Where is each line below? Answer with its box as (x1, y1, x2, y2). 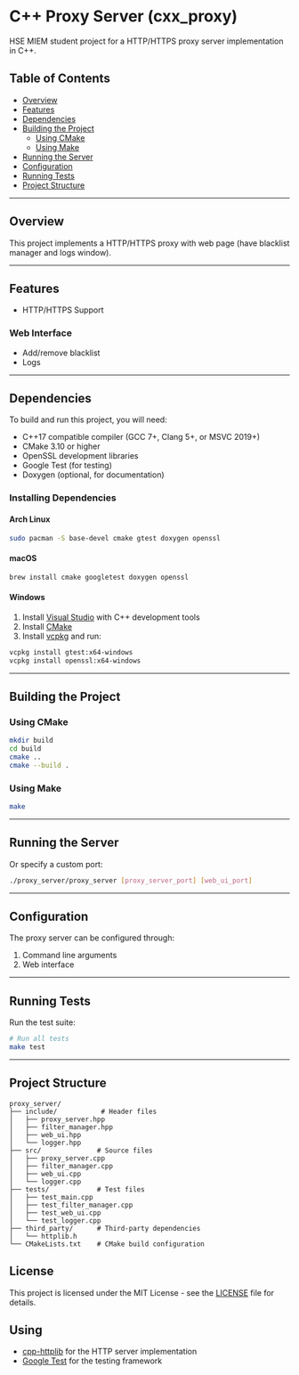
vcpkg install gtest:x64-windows (9, 647, 133, 656)
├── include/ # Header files (9, 1107, 158, 1116)
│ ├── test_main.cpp (9, 1192, 93, 1201)
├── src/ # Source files (9, 1146, 153, 1155)
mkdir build (9, 736, 53, 745)
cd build (9, 744, 42, 753)
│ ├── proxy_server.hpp (9, 1115, 105, 1124)
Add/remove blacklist (21, 347, 101, 358)
